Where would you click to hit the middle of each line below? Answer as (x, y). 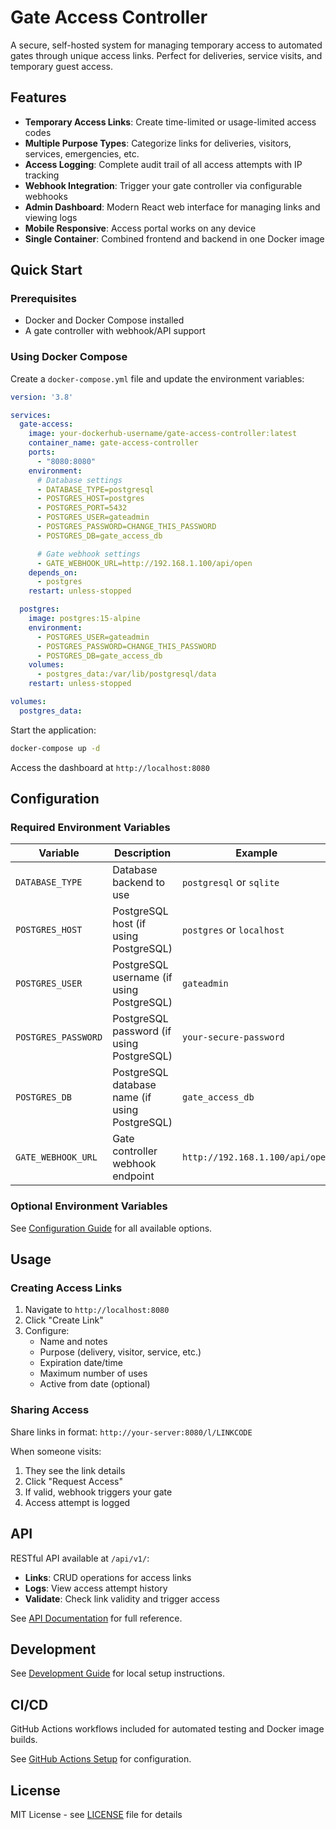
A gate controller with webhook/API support (115, 331)
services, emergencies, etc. (82, 153)
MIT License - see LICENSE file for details (96, 1814)
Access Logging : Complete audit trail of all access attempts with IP (163, 164)
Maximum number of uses (93, 1373)
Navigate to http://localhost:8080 (97, 1310)
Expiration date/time (81, 1363)
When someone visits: (56, 1451)
